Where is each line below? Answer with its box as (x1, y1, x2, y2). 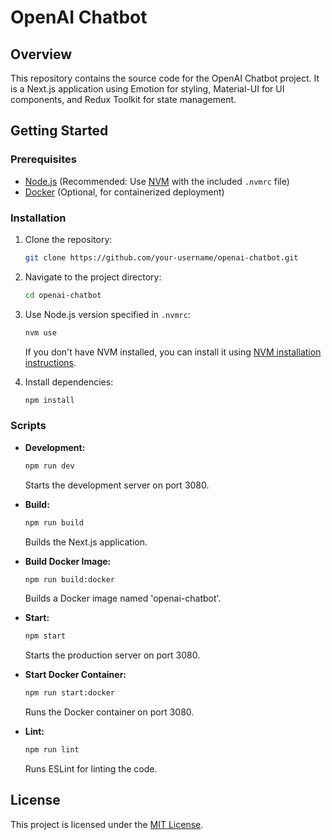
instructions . (24, 356, 77, 368)
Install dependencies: (24, 376, 114, 388)
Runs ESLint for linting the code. (24, 763, 158, 775)
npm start (24, 631, 67, 641)
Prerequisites (10, 152, 77, 166)
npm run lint (24, 745, 80, 755)
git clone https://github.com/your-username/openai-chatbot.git (24, 252, 299, 263)
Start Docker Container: (24, 669, 127, 681)
